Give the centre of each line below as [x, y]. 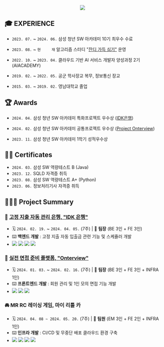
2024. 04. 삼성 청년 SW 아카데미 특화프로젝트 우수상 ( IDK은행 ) [73, 118]
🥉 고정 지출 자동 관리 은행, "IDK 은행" [46, 217]
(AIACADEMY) [26, 65]
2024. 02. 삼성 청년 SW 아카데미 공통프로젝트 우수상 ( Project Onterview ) [83, 128]
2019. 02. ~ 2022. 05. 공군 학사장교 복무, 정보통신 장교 [66, 75]
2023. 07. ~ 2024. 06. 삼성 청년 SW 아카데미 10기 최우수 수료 [72, 39]
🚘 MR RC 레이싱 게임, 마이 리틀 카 [43, 305]
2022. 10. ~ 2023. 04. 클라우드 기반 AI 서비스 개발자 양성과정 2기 [76, 60]
